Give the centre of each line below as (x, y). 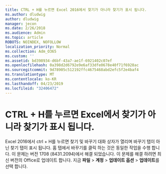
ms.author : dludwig (25, 14)
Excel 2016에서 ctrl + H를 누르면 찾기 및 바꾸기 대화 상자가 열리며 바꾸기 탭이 (80, 142)
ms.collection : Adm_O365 (31, 51)
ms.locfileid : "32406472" (32, 88)
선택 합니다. (17, 167)
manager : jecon (21, 24)
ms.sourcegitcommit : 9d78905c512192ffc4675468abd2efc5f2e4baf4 (72, 70)
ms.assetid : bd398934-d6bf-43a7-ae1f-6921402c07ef (59, 61)
